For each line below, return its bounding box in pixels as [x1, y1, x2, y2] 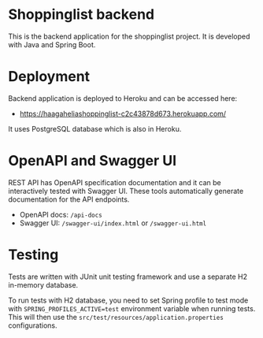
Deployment [8, 68, 91, 86]
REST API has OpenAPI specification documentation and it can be [8, 177, 222, 187]
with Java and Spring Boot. [8, 39, 96, 49]
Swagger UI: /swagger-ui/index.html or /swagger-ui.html [19, 218, 207, 228]
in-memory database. [8, 280, 79, 289]
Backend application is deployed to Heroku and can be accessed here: [8, 93, 238, 103]
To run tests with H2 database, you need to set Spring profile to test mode [8, 295, 249, 305]
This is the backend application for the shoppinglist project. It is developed [8, 32, 250, 41]
